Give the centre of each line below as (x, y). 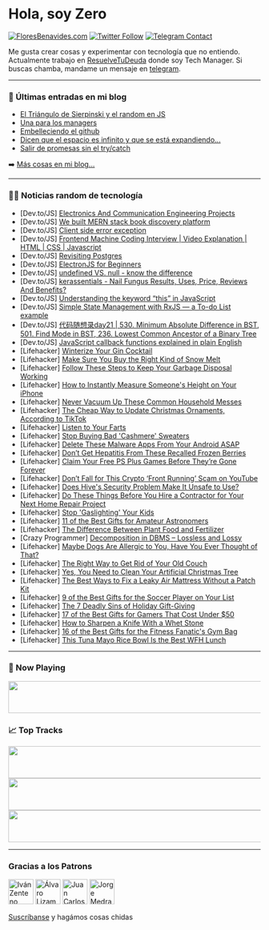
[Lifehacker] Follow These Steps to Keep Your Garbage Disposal (126, 367)
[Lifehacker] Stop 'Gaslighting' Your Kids (87, 512)
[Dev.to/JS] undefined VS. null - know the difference (106, 272)
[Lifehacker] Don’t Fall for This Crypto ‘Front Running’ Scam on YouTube (139, 478)
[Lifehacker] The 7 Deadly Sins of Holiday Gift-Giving (107, 606)
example (34, 315)
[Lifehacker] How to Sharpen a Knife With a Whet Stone (112, 623)
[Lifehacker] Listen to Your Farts (73, 427)
